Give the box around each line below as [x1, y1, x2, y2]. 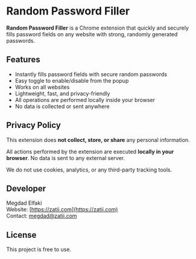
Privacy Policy [6, 120, 62, 130]
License [6, 229, 37, 240]
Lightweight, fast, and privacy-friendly [14, 89, 110, 97]
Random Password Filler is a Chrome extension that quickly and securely [6, 24, 189, 31]
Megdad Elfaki [6, 199, 42, 206]
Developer [6, 183, 46, 194]
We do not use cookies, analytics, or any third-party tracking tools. [6, 166, 172, 173]
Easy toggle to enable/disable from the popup [14, 77, 129, 84]
